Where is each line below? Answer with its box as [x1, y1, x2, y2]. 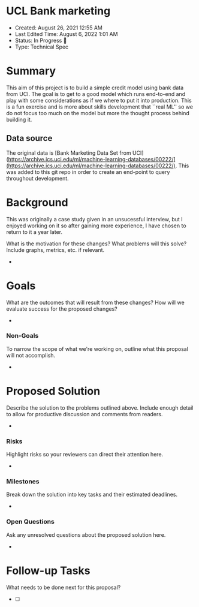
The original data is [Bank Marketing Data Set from [6, 149, 131, 157]
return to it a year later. [6, 228, 63, 235]
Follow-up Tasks [6, 564, 91, 577]
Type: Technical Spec [14, 43, 69, 50]
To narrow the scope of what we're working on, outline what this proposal [6, 345, 189, 352]
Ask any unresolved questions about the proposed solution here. [6, 531, 166, 538]
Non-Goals [6, 332, 39, 340]
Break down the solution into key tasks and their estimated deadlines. [6, 491, 178, 498]
